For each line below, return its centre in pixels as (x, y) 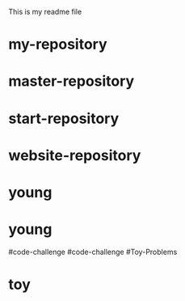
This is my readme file (45, 12)
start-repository (64, 119)
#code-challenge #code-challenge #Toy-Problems (93, 252)
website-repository (75, 155)
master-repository (71, 81)
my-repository (58, 45)
